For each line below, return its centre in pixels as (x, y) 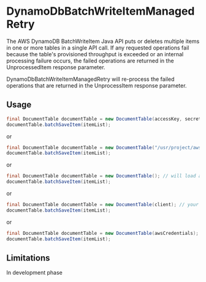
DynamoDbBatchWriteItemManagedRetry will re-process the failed (90, 79)
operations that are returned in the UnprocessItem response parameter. (97, 85)
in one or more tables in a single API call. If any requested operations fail (98, 48)
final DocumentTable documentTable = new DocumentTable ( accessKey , (94, 119)
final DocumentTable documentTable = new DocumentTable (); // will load (101, 176)
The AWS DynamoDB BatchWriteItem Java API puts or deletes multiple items (103, 41)
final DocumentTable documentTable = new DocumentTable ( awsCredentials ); (103, 233)
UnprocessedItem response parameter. (56, 67)
